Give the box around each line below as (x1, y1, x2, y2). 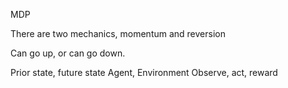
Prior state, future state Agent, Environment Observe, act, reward (10, 67, 278, 78)
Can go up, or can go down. (10, 47, 126, 59)
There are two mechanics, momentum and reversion (10, 28, 226, 39)
